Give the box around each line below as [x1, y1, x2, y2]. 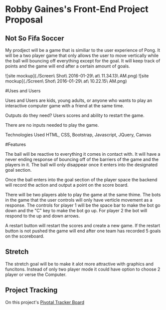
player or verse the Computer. [5, 271, 67, 278]
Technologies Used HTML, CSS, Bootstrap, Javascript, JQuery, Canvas [5, 132, 152, 138]
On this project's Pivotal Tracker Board [5, 299, 85, 305]
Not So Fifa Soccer [5, 34, 64, 42]
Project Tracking [5, 286, 58, 295]
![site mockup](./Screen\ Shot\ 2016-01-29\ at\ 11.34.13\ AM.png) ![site [5, 73, 149, 78]
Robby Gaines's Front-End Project [5, 3, 149, 15]
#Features [5, 141, 26, 147]
